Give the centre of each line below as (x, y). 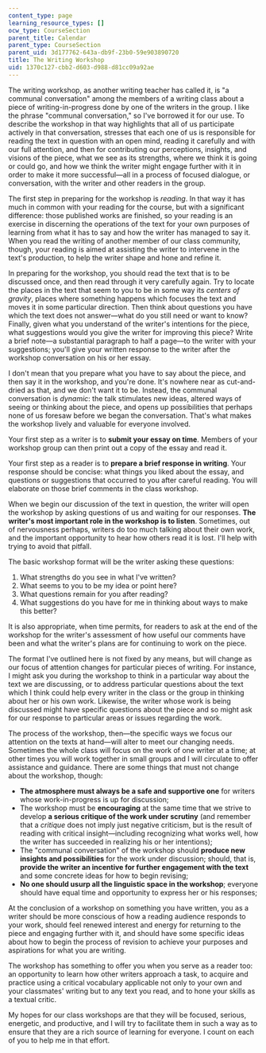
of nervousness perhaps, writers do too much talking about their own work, (132, 529)
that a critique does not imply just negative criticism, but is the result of (136, 825)
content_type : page (40, 16)
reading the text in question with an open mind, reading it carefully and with (132, 141)
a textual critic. (33, 999)
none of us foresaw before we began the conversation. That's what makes (130, 415)
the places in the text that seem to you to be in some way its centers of (124, 290)
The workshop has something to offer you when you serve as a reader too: (131, 965)
